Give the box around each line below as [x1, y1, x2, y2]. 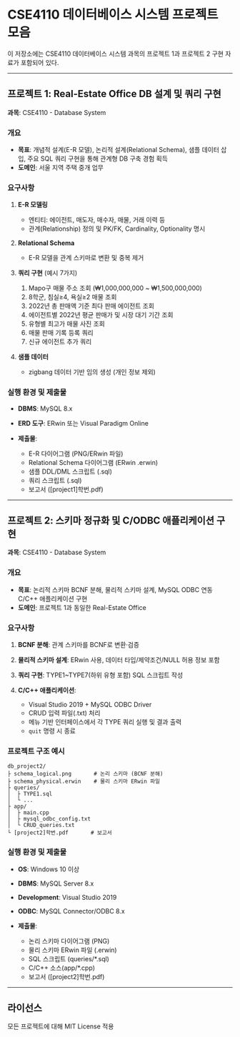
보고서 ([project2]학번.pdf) [28, 972, 105, 981]
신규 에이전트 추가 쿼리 [28, 337, 92, 346]
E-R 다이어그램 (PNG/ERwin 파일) [28, 449, 124, 458]
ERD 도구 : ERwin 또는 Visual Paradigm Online [17, 419, 149, 427]
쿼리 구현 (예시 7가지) [17, 269, 78, 277]
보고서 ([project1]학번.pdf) [28, 485, 104, 494]
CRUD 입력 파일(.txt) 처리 [28, 708, 101, 718]
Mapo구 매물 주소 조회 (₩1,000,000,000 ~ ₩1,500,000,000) [28, 284, 202, 293]
